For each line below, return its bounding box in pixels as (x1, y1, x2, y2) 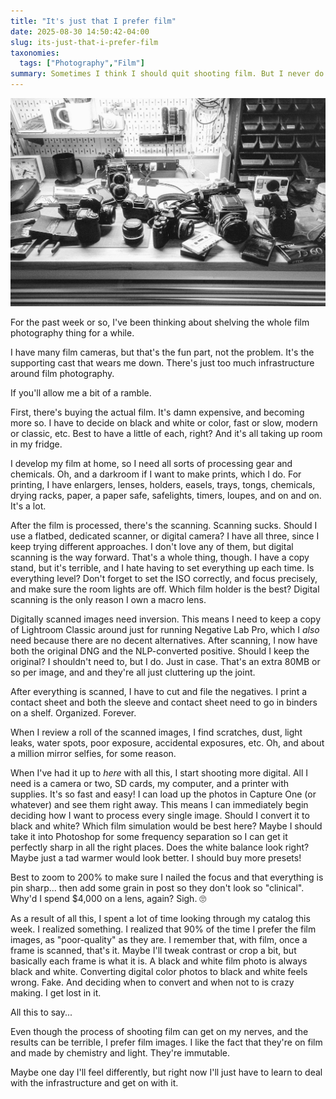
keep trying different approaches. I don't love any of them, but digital (10, 541, 294, 553)
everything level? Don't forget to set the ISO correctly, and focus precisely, (10, 573, 318, 585)
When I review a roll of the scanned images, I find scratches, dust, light (10, 726, 303, 739)
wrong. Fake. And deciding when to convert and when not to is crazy (10, 976, 295, 989)
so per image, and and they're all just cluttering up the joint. (10, 666, 256, 679)
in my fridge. (10, 438, 63, 450)
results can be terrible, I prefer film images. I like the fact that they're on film (10, 1036, 323, 1049)
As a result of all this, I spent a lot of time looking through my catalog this (10, 913, 311, 925)
